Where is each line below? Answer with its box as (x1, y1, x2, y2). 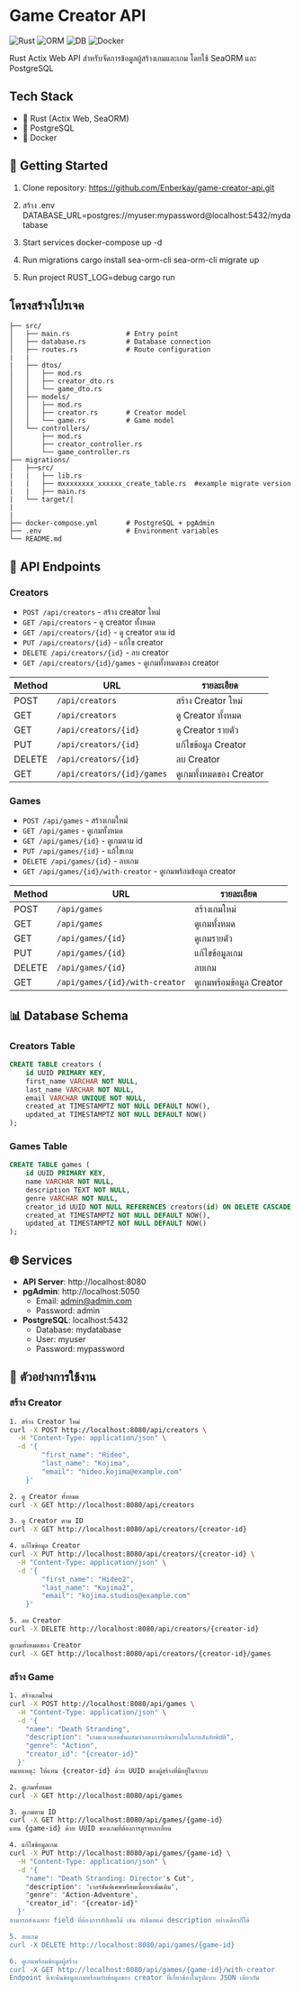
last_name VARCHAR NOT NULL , (25, 1085, 135, 1094)
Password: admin (35, 1305, 101, 1316)
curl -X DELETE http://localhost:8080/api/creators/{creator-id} (9, 1624, 259, 1634)
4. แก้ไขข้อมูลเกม (9, 1841, 58, 1850)
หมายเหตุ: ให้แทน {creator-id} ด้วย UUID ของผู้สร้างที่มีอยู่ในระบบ (9, 1766, 209, 1776)
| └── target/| (9, 495, 75, 505)
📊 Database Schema (9, 1008, 129, 1023)
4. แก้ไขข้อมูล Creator (9, 1541, 81, 1550)
